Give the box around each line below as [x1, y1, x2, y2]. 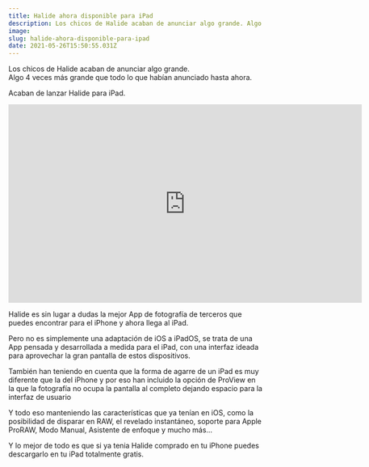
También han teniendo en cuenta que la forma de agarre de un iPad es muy [8, 367, 260, 377]
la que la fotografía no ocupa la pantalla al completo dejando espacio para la [8, 384, 262, 393]
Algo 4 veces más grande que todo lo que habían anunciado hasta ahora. [8, 73, 253, 82]
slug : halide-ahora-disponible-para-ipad [8, 34, 150, 43]
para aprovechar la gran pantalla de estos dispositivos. [8, 351, 191, 360]
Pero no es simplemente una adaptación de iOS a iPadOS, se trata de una [8, 334, 253, 343]
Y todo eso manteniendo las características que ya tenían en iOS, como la [8, 408, 254, 418]
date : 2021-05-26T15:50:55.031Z [8, 42, 117, 50]
